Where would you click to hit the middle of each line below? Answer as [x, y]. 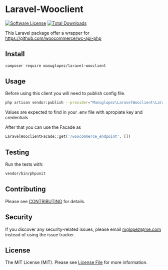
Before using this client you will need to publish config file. [65, 94]
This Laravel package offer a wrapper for [47, 33]
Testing [17, 152]
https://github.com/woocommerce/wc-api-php [53, 38]
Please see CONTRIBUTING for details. [45, 201]
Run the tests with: [24, 164]
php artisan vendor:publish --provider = [48, 103]
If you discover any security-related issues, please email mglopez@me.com [83, 229]
